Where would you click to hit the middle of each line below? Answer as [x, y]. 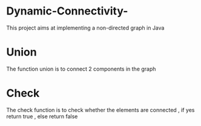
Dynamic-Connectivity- [67, 11]
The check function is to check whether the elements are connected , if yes [100, 110]
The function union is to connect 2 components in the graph [81, 69]
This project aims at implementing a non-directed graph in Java [85, 28]
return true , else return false [42, 116]
